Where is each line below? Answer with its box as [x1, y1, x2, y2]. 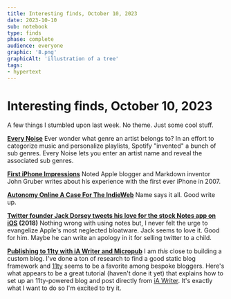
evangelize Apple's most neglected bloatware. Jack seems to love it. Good [7, 226, 220, 234]
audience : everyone [7, 42, 64, 49]
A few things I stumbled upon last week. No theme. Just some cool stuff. [7, 121, 214, 129]
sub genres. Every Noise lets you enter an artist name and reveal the [7, 149, 203, 157]
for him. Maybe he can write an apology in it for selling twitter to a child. [7, 234, 212, 242]
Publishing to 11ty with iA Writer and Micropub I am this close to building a [7, 247, 223, 255]
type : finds [7, 29, 41, 37]
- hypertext [7, 68, 41, 75]
